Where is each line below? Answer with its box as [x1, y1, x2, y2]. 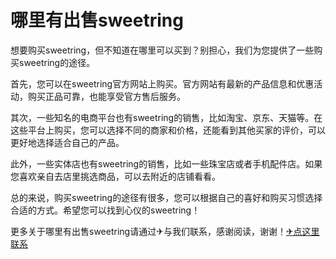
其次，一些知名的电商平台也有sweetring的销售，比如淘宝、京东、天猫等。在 [10, 111, 323, 123]
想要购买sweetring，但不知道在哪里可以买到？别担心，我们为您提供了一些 [10, 44, 315, 56]
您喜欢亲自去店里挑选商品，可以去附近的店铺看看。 [10, 170, 221, 182]
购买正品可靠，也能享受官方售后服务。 [27, 90, 186, 102]
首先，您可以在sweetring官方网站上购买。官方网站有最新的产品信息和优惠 [10, 77, 315, 90]
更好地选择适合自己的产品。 [10, 136, 125, 148]
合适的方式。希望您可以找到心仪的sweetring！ [10, 204, 201, 216]
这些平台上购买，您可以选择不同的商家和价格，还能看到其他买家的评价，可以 [10, 124, 326, 136]
